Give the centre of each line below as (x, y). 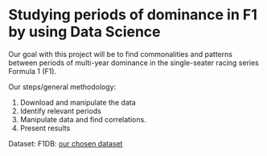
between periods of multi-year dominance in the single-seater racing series (133, 63)
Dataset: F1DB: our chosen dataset (66, 143)
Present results (45, 128)
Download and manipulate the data (78, 102)
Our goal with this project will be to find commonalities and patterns (121, 54)
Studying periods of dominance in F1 (133, 15)
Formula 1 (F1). (33, 71)
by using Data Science (84, 32)
